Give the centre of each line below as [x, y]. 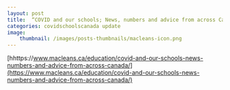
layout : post [26, 13]
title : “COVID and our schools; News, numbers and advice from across [111, 20]
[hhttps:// [20, 58]
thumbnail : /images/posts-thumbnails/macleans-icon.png [101, 39]
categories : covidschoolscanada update [64, 26]
